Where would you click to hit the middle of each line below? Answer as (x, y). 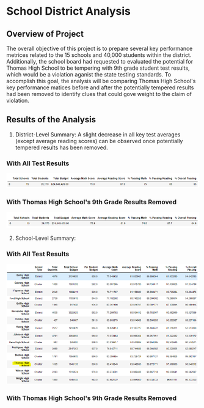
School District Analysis (69, 11)
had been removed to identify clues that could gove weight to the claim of (99, 94)
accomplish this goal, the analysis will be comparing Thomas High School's (101, 81)
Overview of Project (45, 34)
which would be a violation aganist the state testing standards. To (89, 74)
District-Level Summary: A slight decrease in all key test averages (98, 134)
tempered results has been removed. (61, 147)
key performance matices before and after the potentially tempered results (100, 87)
